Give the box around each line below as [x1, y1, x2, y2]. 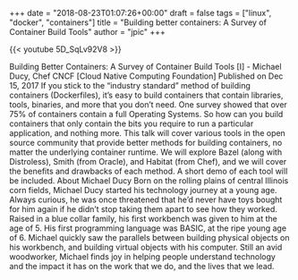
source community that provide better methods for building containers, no [9, 138, 283, 148]
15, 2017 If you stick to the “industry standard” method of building [9, 81, 251, 90]
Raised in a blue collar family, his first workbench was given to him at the [9, 214, 277, 224]
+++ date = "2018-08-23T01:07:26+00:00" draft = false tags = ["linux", [9, 8, 272, 18]
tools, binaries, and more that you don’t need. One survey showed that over [9, 99, 288, 110]
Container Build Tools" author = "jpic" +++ [9, 27, 166, 37]
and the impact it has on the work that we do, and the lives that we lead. [9, 261, 275, 271]
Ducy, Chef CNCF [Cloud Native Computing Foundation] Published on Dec [9, 71, 284, 81]
